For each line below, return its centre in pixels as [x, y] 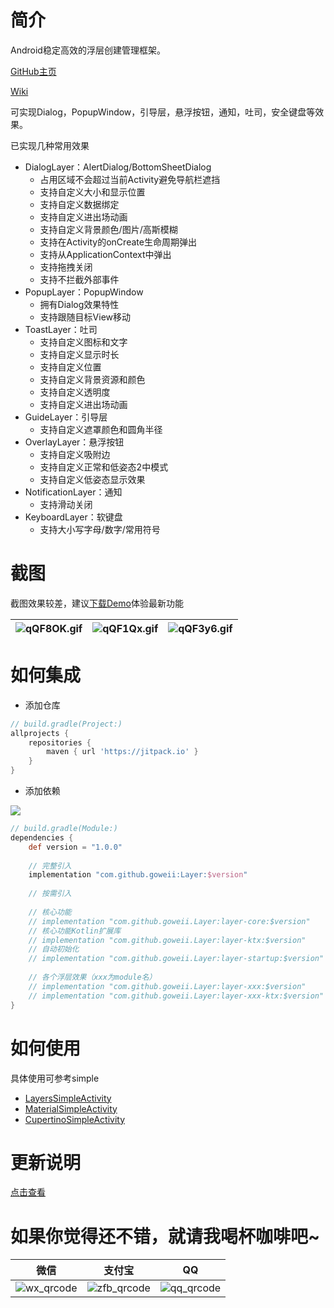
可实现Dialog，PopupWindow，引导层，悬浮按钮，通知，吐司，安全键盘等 [163, 112]
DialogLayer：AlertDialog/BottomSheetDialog [118, 167]
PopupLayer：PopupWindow [84, 292]
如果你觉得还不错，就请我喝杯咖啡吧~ [165, 1236]
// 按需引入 [50, 894]
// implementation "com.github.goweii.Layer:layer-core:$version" [169, 921]
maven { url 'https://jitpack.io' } [122, 752]
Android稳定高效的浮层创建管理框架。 [88, 50]
